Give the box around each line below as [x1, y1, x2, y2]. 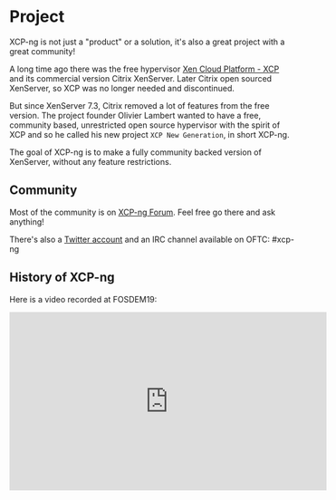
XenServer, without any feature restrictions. [9, 156, 172, 167]
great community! [9, 45, 75, 56]
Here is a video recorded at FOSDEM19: [9, 293, 158, 304]
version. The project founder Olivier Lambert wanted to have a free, [9, 110, 261, 120]
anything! [9, 216, 45, 227]
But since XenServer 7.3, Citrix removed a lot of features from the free [9, 100, 270, 111]
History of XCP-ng [9, 270, 115, 285]
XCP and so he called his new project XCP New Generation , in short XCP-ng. [9, 129, 290, 139]
